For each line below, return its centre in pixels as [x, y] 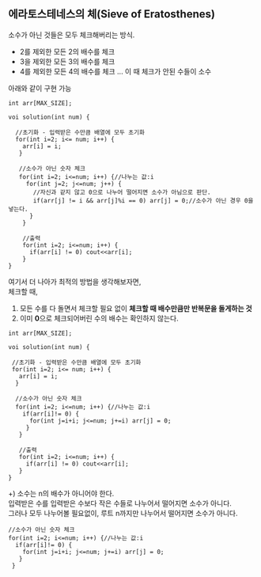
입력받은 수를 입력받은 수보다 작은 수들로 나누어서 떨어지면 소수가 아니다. [120, 503]
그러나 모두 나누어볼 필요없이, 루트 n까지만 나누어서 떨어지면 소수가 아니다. [123, 513]
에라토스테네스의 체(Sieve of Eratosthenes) [112, 14]
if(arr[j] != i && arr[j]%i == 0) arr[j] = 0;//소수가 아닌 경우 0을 [143, 200]
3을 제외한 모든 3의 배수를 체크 [67, 61]
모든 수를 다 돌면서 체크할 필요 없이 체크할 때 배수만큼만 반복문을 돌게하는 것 [136, 308]
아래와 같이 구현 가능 [40, 88]
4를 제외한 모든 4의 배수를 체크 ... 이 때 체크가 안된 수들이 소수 [115, 71]
